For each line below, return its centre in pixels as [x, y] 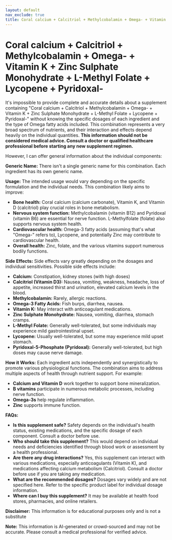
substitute [16, 517]
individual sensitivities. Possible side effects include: [61, 266]
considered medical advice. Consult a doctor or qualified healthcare [79, 141]
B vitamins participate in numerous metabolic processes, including [83, 389]
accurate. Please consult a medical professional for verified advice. [76, 532]
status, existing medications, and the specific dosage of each [77, 430]
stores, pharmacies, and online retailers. [55, 501]
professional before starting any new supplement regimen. [69, 146]
